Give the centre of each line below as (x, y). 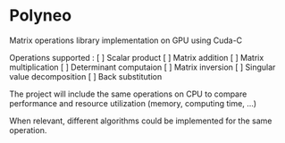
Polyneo (41, 16)
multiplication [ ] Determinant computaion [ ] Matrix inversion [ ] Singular (142, 67)
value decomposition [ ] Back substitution (86, 76)
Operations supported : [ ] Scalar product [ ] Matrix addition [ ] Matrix (137, 57)
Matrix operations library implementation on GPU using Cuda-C (126, 40)
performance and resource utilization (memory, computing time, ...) (133, 103)
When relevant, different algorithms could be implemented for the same (141, 121)
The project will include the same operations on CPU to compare (128, 94)
